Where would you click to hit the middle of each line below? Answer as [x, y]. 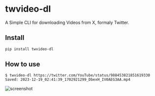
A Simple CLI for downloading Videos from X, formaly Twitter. [67, 22]
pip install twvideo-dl [29, 49]
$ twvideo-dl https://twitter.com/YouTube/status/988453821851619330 [78, 76]
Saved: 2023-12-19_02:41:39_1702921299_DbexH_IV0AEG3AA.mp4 [68, 80]
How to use [23, 64]
